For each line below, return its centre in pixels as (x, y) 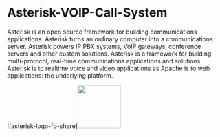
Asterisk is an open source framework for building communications (102, 32)
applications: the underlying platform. (60, 75)
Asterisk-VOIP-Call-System (87, 13)
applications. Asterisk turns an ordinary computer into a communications (110, 39)
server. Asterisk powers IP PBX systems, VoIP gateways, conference (104, 46)
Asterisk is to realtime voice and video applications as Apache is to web (109, 68)
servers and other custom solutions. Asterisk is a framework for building (109, 54)
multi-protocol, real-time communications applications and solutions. (105, 61)
